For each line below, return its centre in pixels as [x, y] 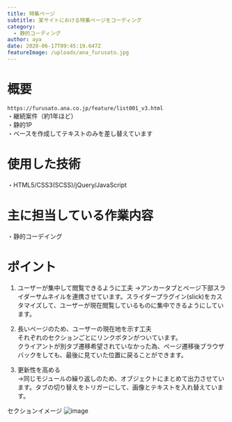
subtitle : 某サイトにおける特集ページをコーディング [75, 20]
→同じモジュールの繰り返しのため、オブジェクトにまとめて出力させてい [121, 378]
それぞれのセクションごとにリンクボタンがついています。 [99, 337]
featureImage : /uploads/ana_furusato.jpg [68, 53]
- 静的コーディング [37, 33]
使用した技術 [44, 164]
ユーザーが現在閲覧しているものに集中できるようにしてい [142, 305]
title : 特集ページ [31, 14]
